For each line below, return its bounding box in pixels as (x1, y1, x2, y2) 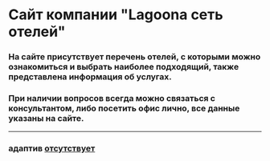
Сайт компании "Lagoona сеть (8, 6, 223, 24)
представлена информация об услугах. (8, 71, 172, 83)
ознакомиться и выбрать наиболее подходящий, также (8, 62, 239, 73)
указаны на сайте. (8, 113, 84, 124)
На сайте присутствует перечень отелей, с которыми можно (8, 51, 261, 62)
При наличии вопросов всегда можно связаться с (8, 93, 215, 104)
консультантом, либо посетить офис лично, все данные (8, 103, 240, 114)
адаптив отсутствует (8, 143, 96, 154)
